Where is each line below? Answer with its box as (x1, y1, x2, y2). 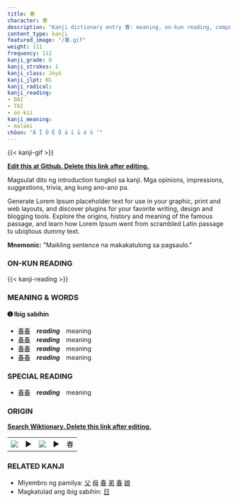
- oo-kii (7, 109, 33, 116)
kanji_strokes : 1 (7, 63, 59, 70)
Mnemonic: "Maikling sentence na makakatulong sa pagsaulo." (7, 241, 193, 249)
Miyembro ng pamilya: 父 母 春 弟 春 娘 (17, 478, 131, 487)
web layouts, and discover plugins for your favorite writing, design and (7, 205, 213, 213)
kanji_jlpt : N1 (7, 76, 52, 84)
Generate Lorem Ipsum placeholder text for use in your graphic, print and (7, 197, 221, 205)
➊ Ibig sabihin (7, 310, 50, 319)
